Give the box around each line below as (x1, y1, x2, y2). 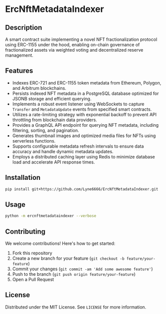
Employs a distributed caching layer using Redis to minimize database (12, 154, 155, 159)
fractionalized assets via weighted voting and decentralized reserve (5, 47, 144, 53)
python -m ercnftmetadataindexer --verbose (5, 214, 97, 219)
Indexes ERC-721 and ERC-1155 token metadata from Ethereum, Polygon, (12, 79, 162, 85)
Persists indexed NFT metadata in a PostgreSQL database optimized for (12, 90, 159, 96)
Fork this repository (12, 250, 53, 256)
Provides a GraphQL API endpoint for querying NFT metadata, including (12, 122, 159, 128)
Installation (5, 173, 41, 182)
